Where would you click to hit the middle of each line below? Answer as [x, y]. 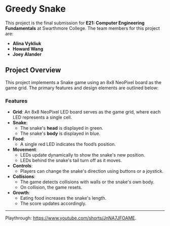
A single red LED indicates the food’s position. [68, 144]
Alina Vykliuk [27, 43]
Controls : [23, 166]
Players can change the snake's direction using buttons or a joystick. [92, 171]
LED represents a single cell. [42, 118]
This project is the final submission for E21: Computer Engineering [75, 23]
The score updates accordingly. [53, 204]
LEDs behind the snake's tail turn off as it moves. [71, 161]
